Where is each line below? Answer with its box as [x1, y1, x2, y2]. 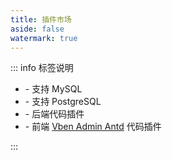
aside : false [10, 24, 65, 34]
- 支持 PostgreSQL [24, 96, 102, 108]
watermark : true [10, 33, 78, 43]
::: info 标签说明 [10, 62, 74, 74]
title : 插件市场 [10, 14, 72, 25]
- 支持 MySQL [24, 83, 83, 95]
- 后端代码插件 [24, 108, 85, 120]
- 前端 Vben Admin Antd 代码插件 [24, 121, 162, 133]
